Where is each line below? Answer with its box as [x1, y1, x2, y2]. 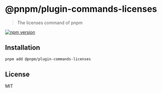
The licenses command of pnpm [17, 20, 83, 26]
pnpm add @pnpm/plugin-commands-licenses [5, 57, 91, 62]
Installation [5, 43, 40, 52]
